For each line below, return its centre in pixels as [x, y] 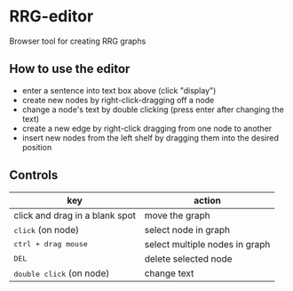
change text [169, 273]
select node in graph [187, 230]
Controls [34, 175]
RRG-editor [51, 16]
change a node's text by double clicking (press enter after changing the [153, 109]
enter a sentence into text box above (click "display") [119, 90]
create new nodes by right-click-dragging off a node [118, 100]
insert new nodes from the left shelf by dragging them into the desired [150, 137]
